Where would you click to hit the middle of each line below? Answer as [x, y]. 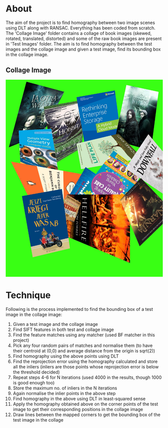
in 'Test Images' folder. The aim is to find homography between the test [79, 44]
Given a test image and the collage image [55, 324]
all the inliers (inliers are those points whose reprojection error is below [86, 366]
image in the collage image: [34, 314]
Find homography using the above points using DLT [66, 356]
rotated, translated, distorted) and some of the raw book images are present [84, 39]
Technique [28, 295]
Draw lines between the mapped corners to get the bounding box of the [87, 414]
